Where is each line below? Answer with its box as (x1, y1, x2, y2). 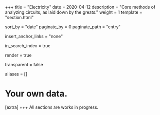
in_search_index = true (5, 43, 51, 48)
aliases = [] (5, 71, 28, 77)
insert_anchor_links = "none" (5, 34, 63, 39)
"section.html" (5, 15, 34, 20)
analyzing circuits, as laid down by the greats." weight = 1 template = (5, 9, 142, 15)
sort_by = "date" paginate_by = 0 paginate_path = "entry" (5, 24, 121, 30)
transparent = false (5, 62, 43, 67)
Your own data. (5, 88, 68, 99)
